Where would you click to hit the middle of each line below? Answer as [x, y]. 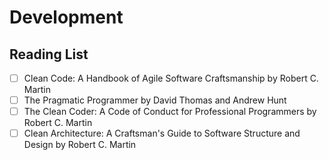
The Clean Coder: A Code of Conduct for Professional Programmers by [170, 112]
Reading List [49, 54]
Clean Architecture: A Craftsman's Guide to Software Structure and [162, 133]
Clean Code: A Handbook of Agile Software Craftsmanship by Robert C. [171, 78]
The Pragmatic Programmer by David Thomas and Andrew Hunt [155, 100]
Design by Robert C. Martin [80, 145]
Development [66, 17]
